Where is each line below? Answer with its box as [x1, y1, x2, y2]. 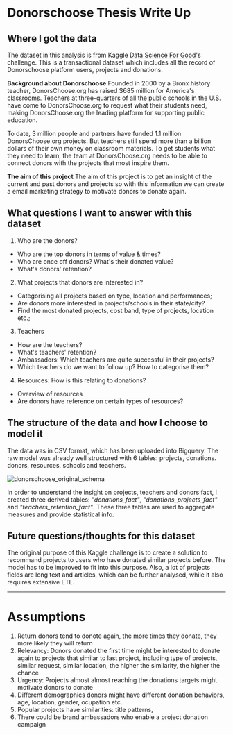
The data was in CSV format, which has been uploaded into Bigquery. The [7, 446, 219, 455]
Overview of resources [17, 389, 83, 398]
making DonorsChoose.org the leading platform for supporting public [7, 109, 205, 117]
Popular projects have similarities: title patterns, [17, 706, 154, 714]
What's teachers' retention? [17, 348, 97, 356]
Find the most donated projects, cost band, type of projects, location [17, 306, 214, 314]
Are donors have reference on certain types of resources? [17, 397, 184, 405]
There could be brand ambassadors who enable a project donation [17, 713, 209, 721]
